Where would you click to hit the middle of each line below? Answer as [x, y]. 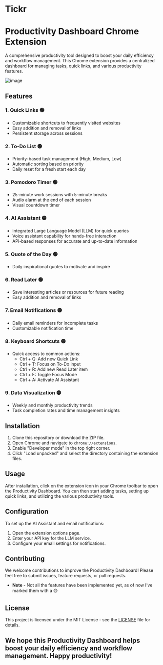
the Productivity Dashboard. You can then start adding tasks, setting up [77, 491]
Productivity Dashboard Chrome [72, 32]
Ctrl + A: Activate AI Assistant [49, 380]
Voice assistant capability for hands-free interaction [64, 236]
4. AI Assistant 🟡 [26, 218]
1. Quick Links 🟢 [25, 110]
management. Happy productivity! [59, 656]
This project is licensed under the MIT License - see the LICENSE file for [78, 620]
